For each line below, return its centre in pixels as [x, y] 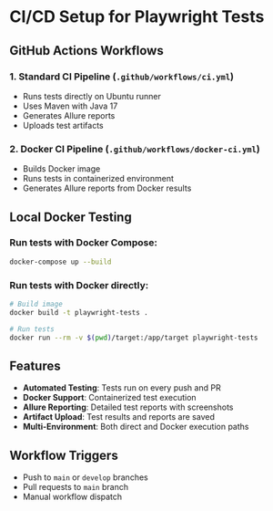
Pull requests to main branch [76, 487]
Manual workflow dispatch [72, 497]
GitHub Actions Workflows [86, 51]
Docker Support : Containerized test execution [110, 398]
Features [35, 365]
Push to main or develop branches [85, 477]
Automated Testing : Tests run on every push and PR [121, 388]
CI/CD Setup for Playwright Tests [137, 17]
